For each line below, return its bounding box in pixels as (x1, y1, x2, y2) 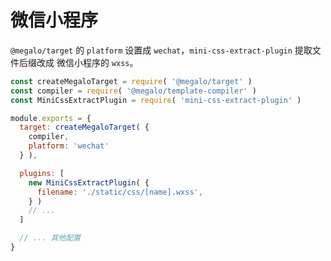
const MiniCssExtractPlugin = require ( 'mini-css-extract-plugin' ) (10, 95, 302, 105)
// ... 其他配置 (19, 233, 82, 243)
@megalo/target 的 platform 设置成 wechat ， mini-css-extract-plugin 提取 (10, 44, 313, 56)
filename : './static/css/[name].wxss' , (36, 187, 203, 197)
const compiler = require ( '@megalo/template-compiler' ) (10, 86, 257, 96)
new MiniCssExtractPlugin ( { (28, 177, 150, 188)
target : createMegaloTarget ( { (19, 122, 150, 133)
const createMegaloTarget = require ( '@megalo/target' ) (10, 76, 253, 86)
